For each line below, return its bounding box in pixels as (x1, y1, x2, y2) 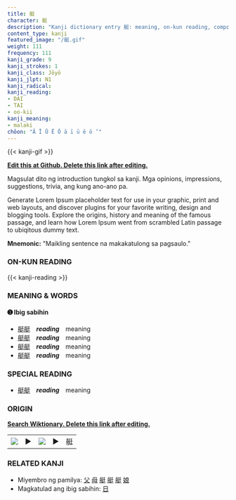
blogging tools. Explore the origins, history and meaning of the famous (7, 211, 211, 219)
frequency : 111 (7, 50, 52, 57)
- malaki (7, 121, 33, 129)
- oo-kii (7, 108, 33, 115)
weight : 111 (7, 43, 42, 50)
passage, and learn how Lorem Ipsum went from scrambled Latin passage (7, 218, 222, 227)
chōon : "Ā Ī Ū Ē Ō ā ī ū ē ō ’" (7, 128, 102, 135)
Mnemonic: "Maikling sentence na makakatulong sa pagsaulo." (7, 239, 191, 248)
